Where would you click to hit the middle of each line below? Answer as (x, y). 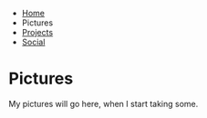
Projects (37, 32)
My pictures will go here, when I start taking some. (103, 103)
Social (33, 42)
